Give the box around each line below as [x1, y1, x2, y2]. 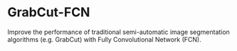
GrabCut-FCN [7, 4, 90, 21]
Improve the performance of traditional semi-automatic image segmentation [7, 28, 230, 36]
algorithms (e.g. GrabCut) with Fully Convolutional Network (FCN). [7, 35, 201, 43]
